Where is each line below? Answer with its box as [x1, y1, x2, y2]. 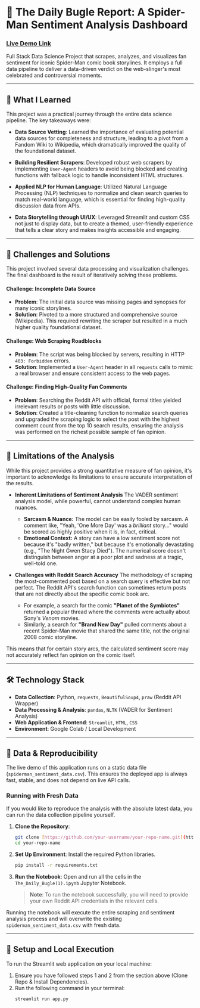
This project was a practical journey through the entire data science [6, 110, 173, 118]
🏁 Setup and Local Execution [6, 944, 114, 954]
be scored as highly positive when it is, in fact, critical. [23, 528, 157, 535]
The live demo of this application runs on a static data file [6, 764, 147, 771]
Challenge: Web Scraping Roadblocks [6, 337, 102, 345]
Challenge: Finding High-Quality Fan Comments [6, 383, 127, 390]
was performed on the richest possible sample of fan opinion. [14, 428, 167, 435]
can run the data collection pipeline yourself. [6, 811, 115, 818]
